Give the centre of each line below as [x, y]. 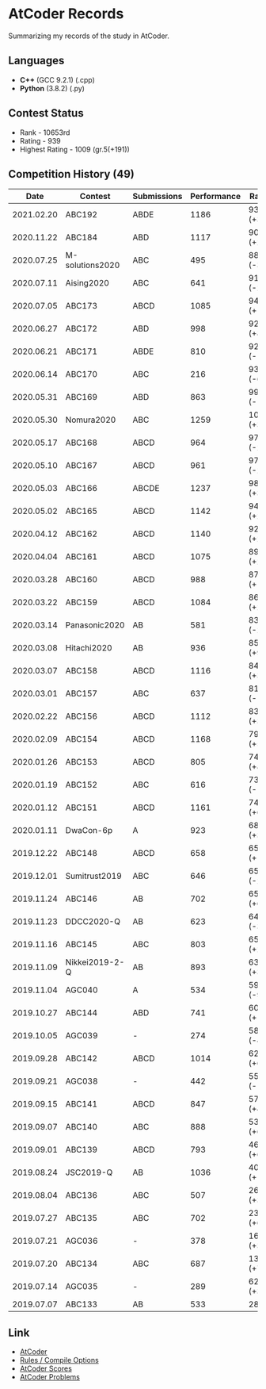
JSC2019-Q [89, 1172]
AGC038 [82, 1081]
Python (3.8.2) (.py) [52, 88]
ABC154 [81, 739]
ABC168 [81, 443]
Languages [36, 61]
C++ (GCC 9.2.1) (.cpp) [57, 79]
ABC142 [81, 1058]
